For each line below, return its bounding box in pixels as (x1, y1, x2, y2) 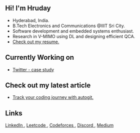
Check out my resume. (12, 39, 59, 45)
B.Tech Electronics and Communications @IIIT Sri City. (12, 23, 125, 29)
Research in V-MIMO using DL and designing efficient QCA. (12, 33, 135, 39)
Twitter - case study (12, 66, 54, 72)
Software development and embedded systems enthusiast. (12, 28, 134, 34)
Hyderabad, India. (12, 17, 49, 23)
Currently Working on (5, 53, 74, 62)
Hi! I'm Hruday (5, 4, 51, 13)
